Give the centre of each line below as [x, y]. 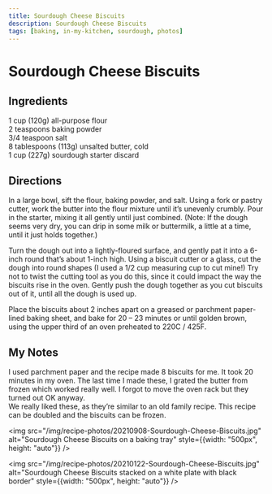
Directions [35, 181]
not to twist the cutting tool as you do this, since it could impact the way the [135, 276]
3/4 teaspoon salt [38, 138]
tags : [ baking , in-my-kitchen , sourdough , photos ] [96, 31]
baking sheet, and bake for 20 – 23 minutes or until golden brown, [137, 318]
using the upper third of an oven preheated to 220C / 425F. [108, 327]
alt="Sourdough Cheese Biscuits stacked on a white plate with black [123, 472]
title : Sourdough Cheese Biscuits [67, 16]
